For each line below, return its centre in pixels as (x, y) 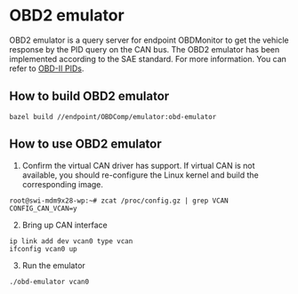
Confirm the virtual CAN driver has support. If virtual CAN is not (138, 165)
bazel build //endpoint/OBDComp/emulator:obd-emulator (113, 116)
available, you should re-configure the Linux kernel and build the (141, 175)
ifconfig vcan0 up (43, 249)
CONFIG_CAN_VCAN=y (43, 208)
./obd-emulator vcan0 (49, 282)
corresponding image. (63, 184)
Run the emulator (54, 265)
